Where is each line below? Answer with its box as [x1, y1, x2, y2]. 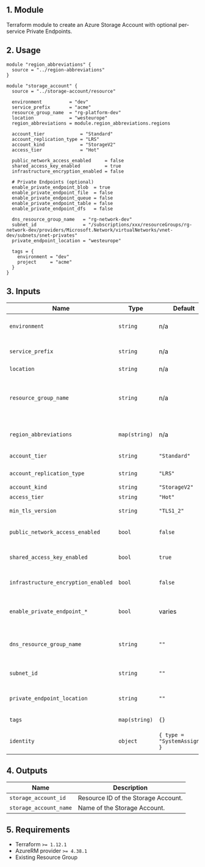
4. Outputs [6, 765, 48, 775]
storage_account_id [9, 794, 66, 802]
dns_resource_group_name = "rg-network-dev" [12, 216, 132, 222]
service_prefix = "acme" [12, 104, 92, 110]
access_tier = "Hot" [12, 146, 99, 153]
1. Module [6, 5, 44, 15]
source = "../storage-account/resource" [12, 88, 116, 94]
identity [9, 738, 35, 745]
